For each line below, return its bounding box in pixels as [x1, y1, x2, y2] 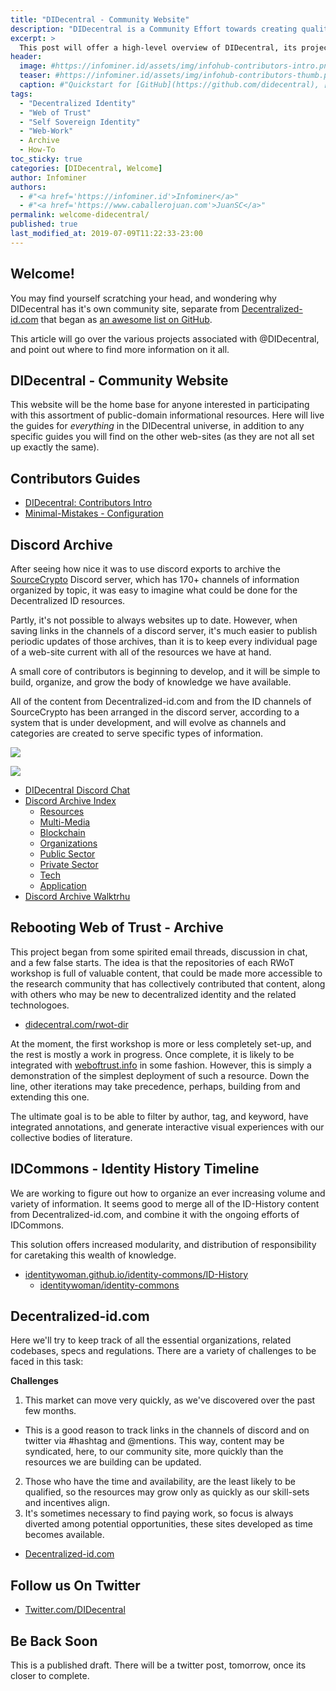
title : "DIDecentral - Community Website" [10, 14, 190, 25]
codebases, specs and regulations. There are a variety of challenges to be [10, 1345, 317, 1357]
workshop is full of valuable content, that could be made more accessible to [10, 967, 323, 979]
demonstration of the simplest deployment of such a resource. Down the [10, 1069, 310, 1081]
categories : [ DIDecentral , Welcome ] [10, 163, 163, 173]
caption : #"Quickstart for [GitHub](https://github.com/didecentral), [19, 80, 320, 90]
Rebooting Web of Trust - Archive [10, 919, 224, 936]
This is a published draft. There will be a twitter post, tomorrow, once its [10, 1659, 307, 1671]
